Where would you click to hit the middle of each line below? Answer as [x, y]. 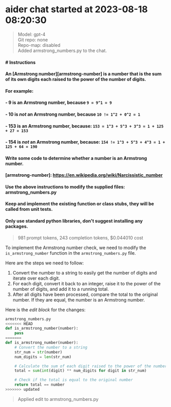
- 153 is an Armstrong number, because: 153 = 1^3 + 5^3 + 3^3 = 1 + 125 [84, 126]
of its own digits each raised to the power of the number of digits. [76, 79]
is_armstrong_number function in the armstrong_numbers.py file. [71, 253]
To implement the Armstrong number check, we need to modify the [76, 248]
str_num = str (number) [38, 352]
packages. [17, 226]
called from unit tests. [29, 209]
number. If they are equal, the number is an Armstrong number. [79, 300]
